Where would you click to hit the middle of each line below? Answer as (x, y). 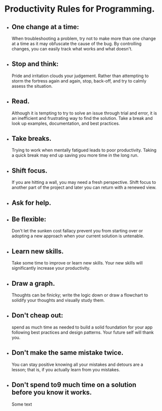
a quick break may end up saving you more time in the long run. (75, 155)
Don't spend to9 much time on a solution (74, 385)
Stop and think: (35, 64)
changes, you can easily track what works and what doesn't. (72, 49)
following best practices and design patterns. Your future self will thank (83, 332)
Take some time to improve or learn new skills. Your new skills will (77, 263)
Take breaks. (31, 139)
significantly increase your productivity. (51, 268)
